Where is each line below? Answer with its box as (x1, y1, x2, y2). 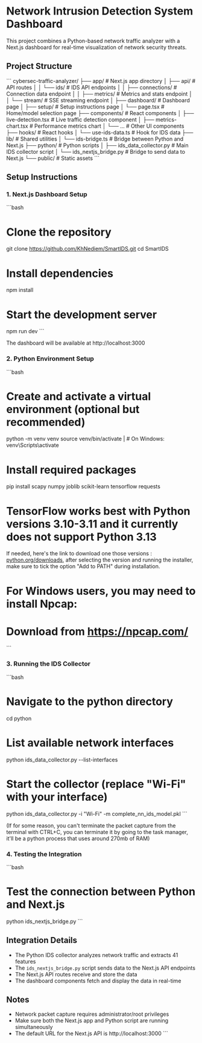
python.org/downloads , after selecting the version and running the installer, (6, 556, 194, 564)
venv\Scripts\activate (6, 442, 59, 449)
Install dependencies (6, 267, 113, 280)
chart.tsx (6, 122, 28, 130)
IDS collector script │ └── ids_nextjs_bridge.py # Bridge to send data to (6, 148, 186, 155)
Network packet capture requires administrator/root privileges (14, 1010, 169, 1018)
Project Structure (6, 61, 72, 71)
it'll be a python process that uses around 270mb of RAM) (6, 835, 150, 842)
